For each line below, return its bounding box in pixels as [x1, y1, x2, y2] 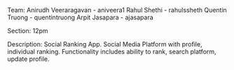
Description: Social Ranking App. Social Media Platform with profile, [7, 40, 202, 48]
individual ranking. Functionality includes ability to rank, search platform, [7, 48, 216, 55]
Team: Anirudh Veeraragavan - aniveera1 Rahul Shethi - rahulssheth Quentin [7, 6, 228, 14]
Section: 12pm [7, 27, 48, 35]
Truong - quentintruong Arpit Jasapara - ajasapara [7, 13, 154, 21]
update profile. [7, 55, 50, 63]
